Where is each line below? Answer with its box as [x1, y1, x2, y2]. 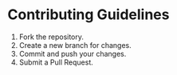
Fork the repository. [18, 32, 85, 41]
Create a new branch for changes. [18, 40, 132, 49]
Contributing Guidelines [7, 6, 170, 24]
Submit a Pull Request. [18, 57, 93, 67]
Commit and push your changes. [18, 49, 127, 58]
